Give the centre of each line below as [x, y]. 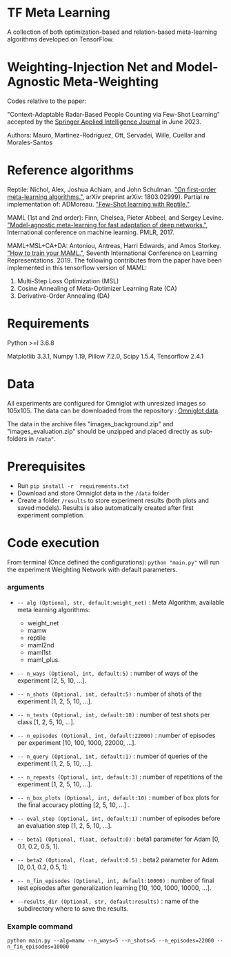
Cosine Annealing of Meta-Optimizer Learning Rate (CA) [97, 288]
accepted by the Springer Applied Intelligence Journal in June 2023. [104, 122]
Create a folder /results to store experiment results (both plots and [113, 500]
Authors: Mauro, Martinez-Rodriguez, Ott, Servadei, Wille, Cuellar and [106, 135]
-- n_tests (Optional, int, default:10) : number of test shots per [113, 714]
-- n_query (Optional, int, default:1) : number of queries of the [112, 756]
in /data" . [42, 438]
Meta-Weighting [111, 82]
